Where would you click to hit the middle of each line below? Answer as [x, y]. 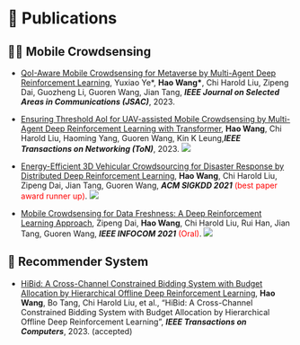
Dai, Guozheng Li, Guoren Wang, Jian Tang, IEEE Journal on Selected [150, 92]
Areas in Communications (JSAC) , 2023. [97, 102]
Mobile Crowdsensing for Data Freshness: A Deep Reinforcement [141, 213]
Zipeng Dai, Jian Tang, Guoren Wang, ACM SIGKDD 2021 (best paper [149, 185]
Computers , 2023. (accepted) [76, 331]
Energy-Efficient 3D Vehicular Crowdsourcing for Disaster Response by [152, 166]
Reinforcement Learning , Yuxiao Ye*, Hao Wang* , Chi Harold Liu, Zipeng [154, 83]
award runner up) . [54, 196]
